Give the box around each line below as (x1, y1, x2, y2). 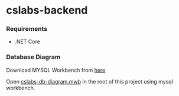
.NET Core (14, 38, 40, 45)
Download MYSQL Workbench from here (6, 66, 106, 73)
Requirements (6, 25, 48, 33)
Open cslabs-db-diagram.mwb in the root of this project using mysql (6, 78, 173, 85)
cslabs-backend (6, 4, 88, 17)
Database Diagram (6, 53, 61, 61)
